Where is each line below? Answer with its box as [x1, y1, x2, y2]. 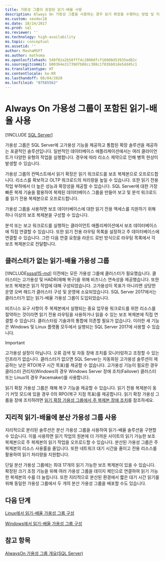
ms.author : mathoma [5, 53, 45, 58]
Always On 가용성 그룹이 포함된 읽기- [5, 103, 150, 114]
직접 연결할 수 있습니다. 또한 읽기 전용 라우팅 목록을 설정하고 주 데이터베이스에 [10, 228, 160, 234]
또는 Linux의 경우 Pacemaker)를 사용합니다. [5, 374, 90, 381]
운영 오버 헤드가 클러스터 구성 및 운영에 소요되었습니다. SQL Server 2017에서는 [5, 289, 157, 295]
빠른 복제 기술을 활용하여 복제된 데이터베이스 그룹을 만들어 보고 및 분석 [5, 189, 140, 195]
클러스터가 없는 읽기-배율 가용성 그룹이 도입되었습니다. [5, 295, 110, 301]
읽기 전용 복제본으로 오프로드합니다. [10, 195, 79, 201]
